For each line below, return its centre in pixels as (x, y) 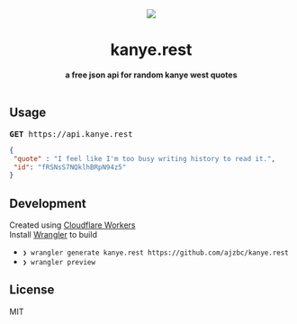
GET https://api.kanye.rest (71, 134)
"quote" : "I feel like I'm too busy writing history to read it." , (144, 158)
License (32, 290)
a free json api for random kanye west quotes (151, 75)
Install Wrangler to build (53, 235)
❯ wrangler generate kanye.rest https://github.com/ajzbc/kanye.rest (156, 253)
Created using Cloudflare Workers (72, 225)
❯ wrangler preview (59, 263)
